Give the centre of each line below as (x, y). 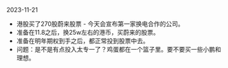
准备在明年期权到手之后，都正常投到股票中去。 (82, 41)
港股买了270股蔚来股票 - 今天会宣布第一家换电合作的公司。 (100, 24)
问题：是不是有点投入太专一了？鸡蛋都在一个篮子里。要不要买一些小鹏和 (118, 49)
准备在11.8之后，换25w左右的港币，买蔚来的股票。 (88, 32)
